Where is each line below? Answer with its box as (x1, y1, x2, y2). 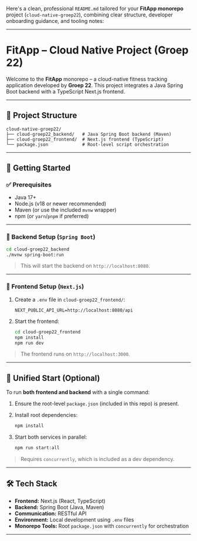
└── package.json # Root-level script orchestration (6, 141, 169, 148)
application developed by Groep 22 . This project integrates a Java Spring (6, 82, 184, 89)
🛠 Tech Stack (6, 479, 57, 489)
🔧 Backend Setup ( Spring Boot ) (6, 233, 96, 241)
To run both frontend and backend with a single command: (6, 389, 150, 396)
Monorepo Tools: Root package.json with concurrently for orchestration (14, 522, 189, 529)
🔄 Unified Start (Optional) (6, 373, 101, 383)
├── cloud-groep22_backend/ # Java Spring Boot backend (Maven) (6, 131, 172, 137)
